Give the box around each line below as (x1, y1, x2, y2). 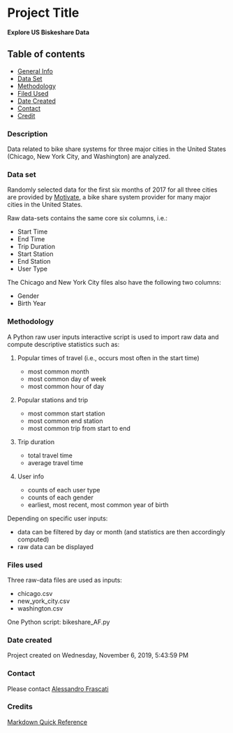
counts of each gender (27, 493, 94, 501)
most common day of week (27, 374, 107, 383)
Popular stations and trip (17, 395, 89, 404)
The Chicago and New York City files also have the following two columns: (7, 278, 222, 287)
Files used (7, 560, 43, 569)
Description (7, 129, 48, 138)
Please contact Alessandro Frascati (7, 684, 110, 693)
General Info (17, 66, 54, 75)
